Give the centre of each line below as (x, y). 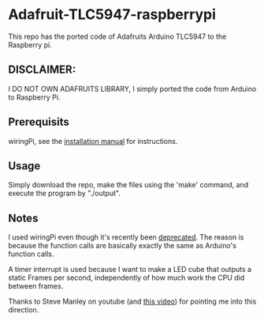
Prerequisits (39, 122)
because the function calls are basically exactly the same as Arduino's (122, 246)
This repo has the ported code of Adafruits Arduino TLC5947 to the (117, 36)
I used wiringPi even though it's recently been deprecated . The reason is (126, 237)
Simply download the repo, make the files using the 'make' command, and (128, 185)
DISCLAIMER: (42, 70)
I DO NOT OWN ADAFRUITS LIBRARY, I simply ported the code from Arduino (132, 89)
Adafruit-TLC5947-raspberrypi (112, 15)
